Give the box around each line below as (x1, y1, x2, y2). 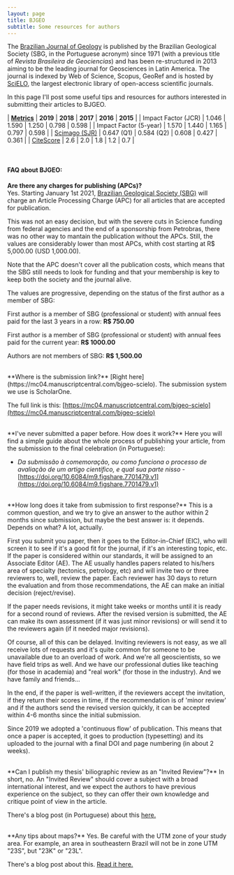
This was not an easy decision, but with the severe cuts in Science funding (7, 217, 223, 226)
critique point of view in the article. (7, 797, 108, 805)
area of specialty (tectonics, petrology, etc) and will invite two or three (7, 566, 210, 575)
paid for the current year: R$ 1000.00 (7, 338, 116, 346)
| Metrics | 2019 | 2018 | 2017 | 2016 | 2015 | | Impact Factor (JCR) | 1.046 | (7, 114, 226, 122)
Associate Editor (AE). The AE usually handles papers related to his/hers (7, 559, 215, 567)
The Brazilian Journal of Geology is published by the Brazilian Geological (7, 43, 217, 51)
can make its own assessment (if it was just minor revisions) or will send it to (7, 617, 228, 625)
